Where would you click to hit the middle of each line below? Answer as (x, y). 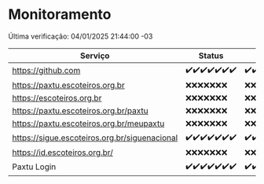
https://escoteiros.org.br (57, 98)
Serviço (95, 55)
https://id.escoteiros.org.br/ (63, 153)
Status (211, 55)
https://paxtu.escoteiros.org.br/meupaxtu (88, 123)
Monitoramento (60, 15)
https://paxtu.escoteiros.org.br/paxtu (81, 110)
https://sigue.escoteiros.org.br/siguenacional (95, 138)
